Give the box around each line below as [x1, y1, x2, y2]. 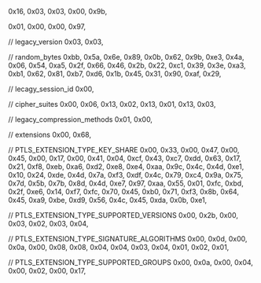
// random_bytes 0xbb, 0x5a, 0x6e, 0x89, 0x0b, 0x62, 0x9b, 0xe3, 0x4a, [8, 53, 244, 61]
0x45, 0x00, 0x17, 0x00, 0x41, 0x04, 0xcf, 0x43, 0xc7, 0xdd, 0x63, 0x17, [8, 153, 241, 163]
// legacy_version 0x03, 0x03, [8, 37, 104, 46]
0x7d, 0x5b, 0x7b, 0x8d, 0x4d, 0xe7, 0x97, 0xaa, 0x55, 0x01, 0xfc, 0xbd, [8, 178, 244, 188]
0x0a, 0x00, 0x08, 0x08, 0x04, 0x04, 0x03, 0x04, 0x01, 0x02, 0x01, [8, 243, 230, 252]
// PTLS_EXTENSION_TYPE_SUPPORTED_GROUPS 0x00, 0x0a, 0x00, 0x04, [8, 258, 254, 266]
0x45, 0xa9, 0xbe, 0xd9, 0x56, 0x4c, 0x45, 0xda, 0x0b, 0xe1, [8, 196, 208, 204]
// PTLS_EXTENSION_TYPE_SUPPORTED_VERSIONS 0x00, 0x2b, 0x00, [8, 211, 238, 219]
